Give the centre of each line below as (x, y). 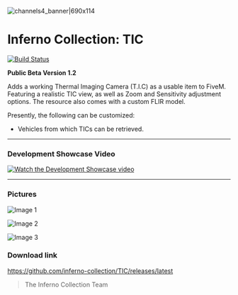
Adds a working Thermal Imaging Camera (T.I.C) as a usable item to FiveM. (117, 86)
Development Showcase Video (61, 154)
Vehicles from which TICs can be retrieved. (80, 129)
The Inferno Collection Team (66, 284)
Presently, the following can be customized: (71, 115)
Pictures (22, 195)
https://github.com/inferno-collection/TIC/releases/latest (90, 271)
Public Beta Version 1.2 (42, 73)
